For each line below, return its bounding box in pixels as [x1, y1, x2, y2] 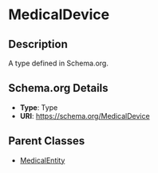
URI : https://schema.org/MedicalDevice [19, 111, 150, 120]
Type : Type [19, 102, 58, 112]
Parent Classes [8, 134, 85, 148]
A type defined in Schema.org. [8, 58, 109, 68]
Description [8, 37, 68, 51]
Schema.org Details [8, 81, 109, 95]
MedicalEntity [19, 155, 65, 165]
